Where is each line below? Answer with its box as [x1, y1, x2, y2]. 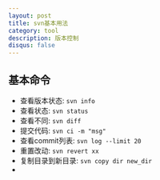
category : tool [8, 26, 59, 34]
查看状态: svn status [19, 106, 89, 115]
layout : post [8, 11, 52, 20]
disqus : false [8, 42, 56, 50]
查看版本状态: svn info [19, 95, 96, 105]
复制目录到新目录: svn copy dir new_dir [19, 155, 152, 165]
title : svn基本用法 [8, 19, 69, 27]
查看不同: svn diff [19, 115, 82, 125]
